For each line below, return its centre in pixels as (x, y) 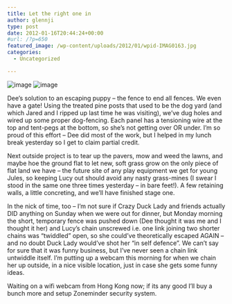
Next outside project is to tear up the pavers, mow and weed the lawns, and (115, 155)
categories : (24, 53)
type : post (23, 26)
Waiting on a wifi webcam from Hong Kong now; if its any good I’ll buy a (110, 286)
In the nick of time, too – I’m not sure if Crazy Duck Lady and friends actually (116, 206)
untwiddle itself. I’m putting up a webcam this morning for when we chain (111, 257)
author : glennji (30, 20)
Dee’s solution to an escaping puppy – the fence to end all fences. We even (114, 98)
